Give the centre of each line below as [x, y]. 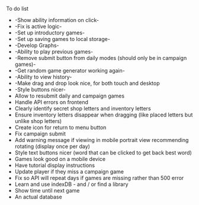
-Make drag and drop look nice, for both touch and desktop [87, 83]
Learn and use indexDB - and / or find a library [71, 184]
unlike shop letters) [38, 121]
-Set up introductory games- [50, 33]
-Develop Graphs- [37, 45]
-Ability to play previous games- [54, 52]
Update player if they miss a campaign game [69, 171]
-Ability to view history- [43, 77]
